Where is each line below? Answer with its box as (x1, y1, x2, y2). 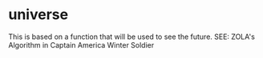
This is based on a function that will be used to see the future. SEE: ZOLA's (8, 32, 255, 41)
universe (8, 6, 69, 24)
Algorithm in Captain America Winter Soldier (8, 40, 155, 49)
